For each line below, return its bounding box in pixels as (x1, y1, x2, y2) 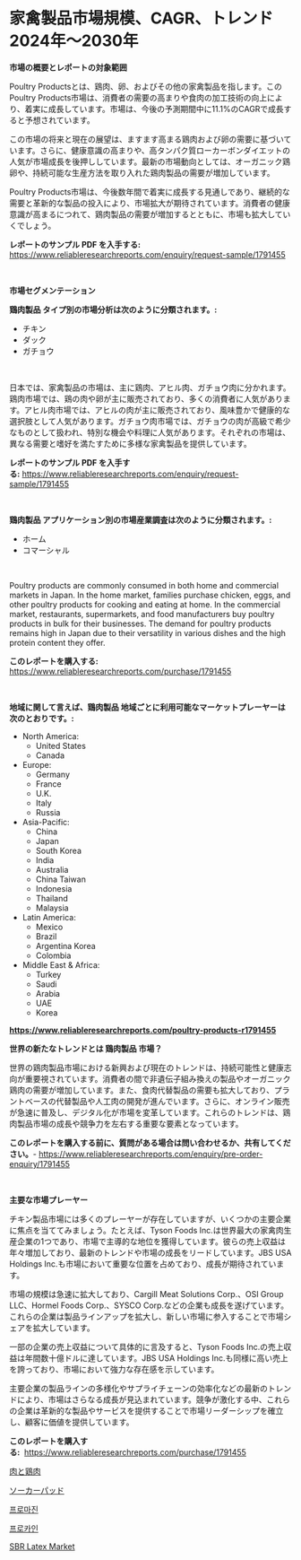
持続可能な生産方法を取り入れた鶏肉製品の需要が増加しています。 (32, 167, 275, 178)
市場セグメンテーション (9, 284, 96, 296)
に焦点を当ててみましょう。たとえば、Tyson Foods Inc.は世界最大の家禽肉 (9, 1224, 284, 1235)
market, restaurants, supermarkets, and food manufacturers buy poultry (9, 608, 275, 619)
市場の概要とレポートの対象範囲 (9, 62, 127, 73)
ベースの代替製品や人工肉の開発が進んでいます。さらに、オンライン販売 (24, 1095, 290, 1106)
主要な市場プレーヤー (9, 1194, 88, 1205)
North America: (21, 730, 79, 741)
